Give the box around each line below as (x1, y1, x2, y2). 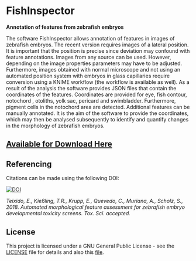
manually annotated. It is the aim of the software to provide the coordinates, (6, 110, 189, 117)
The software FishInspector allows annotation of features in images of (6, 35, 175, 42)
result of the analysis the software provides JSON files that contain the (6, 84, 177, 91)
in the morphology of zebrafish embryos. (6, 122, 105, 129)
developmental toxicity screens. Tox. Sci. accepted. (6, 210, 130, 217)
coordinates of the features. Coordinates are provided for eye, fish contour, (6, 91, 187, 98)
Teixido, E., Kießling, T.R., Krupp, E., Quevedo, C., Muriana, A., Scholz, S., (6, 198, 183, 205)
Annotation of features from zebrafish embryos (6, 23, 124, 30)
